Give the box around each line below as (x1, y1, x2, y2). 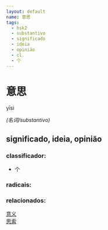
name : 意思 (6, 14, 31, 20)
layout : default (6, 8, 46, 15)
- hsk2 (11, 25, 27, 31)
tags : (6, 19, 19, 25)
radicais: (6, 181, 32, 189)
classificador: (6, 151, 47, 160)
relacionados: (6, 196, 46, 204)
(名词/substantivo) (6, 117, 51, 124)
